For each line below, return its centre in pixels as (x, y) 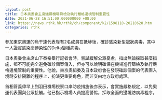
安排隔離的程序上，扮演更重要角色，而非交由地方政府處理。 (72, 76)
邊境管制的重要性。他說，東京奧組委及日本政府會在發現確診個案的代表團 (81, 70)
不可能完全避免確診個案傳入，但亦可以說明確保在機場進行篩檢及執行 (85, 64)
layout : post (18, 9)
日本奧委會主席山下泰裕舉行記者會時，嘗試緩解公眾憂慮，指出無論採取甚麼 (79, 58)
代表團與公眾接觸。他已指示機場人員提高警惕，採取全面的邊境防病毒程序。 (83, 93)
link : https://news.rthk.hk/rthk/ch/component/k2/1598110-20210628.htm (78, 23)
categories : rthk (22, 28)
